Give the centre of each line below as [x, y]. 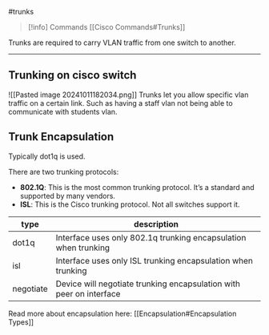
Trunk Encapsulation [61, 137]
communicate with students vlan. [63, 111]
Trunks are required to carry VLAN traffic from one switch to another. [122, 42]
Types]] [21, 322]
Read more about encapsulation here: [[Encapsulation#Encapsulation [122, 313]
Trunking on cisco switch [72, 75]
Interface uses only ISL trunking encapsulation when [155, 260]
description [156, 224]
